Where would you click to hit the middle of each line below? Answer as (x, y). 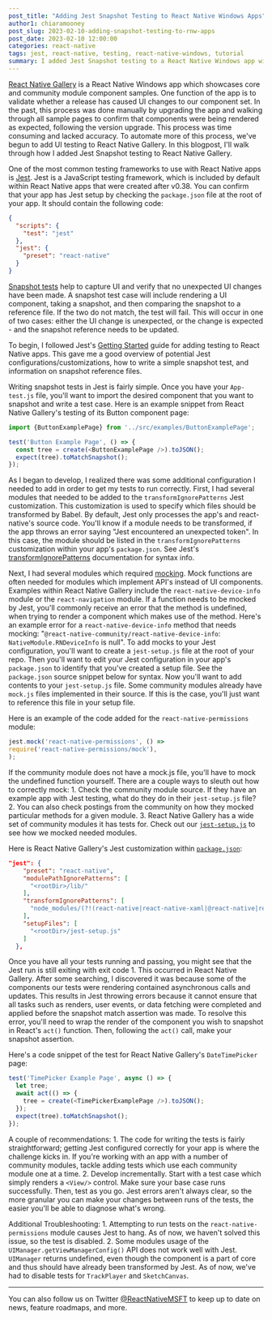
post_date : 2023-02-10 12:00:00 (63, 39)
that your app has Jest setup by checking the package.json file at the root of (135, 195)
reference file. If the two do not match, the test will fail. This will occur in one (136, 312)
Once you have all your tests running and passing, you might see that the (130, 962)
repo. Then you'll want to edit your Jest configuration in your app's (120, 660)
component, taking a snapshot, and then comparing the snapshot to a (125, 303)
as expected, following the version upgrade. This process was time (120, 127)
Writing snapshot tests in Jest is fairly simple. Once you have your (119, 387)
